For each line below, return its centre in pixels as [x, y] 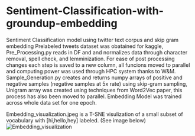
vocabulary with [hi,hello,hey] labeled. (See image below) [76, 120]
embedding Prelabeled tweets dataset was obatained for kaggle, [85, 46]
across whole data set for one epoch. [52, 102]
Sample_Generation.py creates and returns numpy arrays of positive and [94, 77]
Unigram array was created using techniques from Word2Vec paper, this [94, 90]
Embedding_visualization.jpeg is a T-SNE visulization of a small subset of [95, 114]
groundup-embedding [62, 23]
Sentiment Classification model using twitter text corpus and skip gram [92, 40]
